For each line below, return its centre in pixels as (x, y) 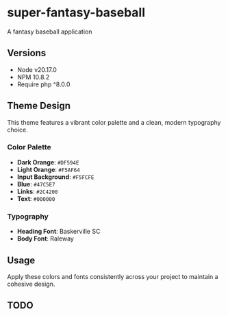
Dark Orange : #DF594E (48, 162)
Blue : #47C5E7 (36, 184)
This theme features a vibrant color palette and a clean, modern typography (114, 122)
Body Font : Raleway (45, 239)
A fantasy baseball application (50, 32)
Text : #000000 (36, 198)
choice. (18, 130)
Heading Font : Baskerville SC (59, 232)
